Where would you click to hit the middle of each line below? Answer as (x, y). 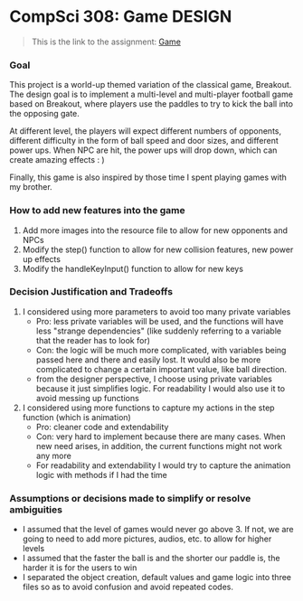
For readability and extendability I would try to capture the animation (163, 465)
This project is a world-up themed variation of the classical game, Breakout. (151, 85)
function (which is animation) (76, 417)
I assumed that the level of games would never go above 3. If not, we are (158, 530)
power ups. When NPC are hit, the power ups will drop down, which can (143, 150)
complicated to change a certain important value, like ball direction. (161, 369)
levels (33, 549)
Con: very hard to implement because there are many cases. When (161, 437)
